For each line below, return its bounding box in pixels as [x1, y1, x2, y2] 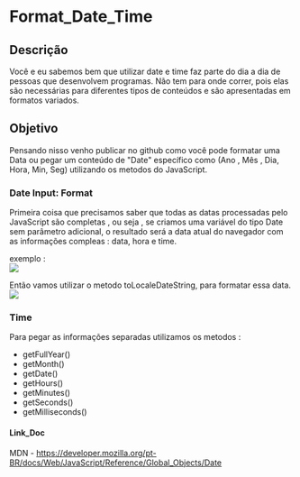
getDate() [22, 368, 59, 380]
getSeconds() [22, 397, 74, 408]
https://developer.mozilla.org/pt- [35, 447, 157, 458]
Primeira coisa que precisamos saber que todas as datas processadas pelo [9, 207, 288, 218]
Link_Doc [9, 427, 45, 438]
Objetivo [9, 121, 59, 136]
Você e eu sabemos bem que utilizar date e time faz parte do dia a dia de [9, 66, 281, 77]
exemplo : [9, 253, 46, 264]
